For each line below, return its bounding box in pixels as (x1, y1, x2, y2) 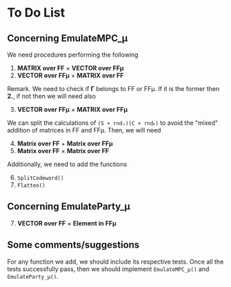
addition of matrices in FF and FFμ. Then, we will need (7, 126, 161, 134)
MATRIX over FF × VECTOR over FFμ (17, 64, 124, 72)
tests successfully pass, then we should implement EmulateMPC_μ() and (7, 264, 210, 273)
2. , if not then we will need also (7, 92, 97, 100)
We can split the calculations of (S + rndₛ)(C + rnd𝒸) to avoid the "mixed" (7, 119, 219, 127)
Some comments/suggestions (7, 239, 140, 251)
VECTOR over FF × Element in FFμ (17, 219, 117, 227)
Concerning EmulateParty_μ (7, 201, 130, 212)
